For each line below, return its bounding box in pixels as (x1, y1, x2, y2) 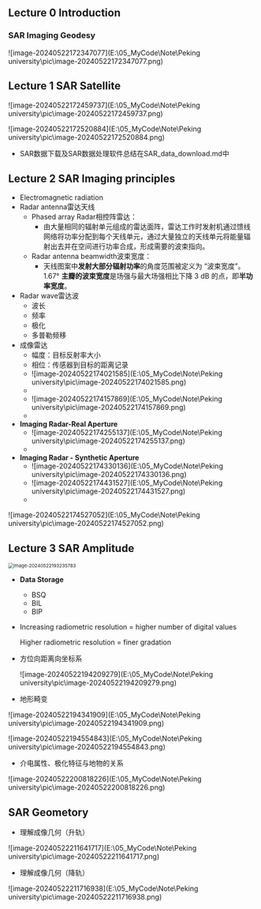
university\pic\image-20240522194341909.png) (8, 719, 165, 728)
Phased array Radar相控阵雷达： (31, 212, 138, 222)
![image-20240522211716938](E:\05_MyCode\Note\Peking (8, 884, 199, 893)
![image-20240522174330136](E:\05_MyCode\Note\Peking (31, 461, 223, 471)
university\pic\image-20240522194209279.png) (19, 678, 177, 688)
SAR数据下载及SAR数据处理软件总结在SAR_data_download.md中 (19, 148, 230, 158)
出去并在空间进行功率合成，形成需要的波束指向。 (50, 242, 210, 251)
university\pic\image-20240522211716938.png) (8, 892, 162, 901)
